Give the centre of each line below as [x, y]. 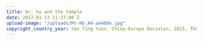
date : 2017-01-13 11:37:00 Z [43, 17]
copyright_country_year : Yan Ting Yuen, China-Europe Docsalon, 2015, [97, 29]
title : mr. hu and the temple [44, 12]
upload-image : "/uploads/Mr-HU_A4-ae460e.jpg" [66, 23]
